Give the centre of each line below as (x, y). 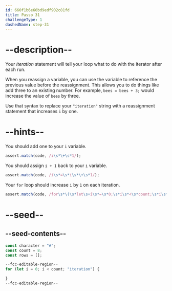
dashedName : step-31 (27, 24)
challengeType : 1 (24, 20)
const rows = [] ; (24, 255)
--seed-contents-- (36, 234)
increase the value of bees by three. (43, 96)
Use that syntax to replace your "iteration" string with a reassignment (80, 106)
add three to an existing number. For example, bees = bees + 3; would (80, 90)
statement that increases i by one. (42, 112)
